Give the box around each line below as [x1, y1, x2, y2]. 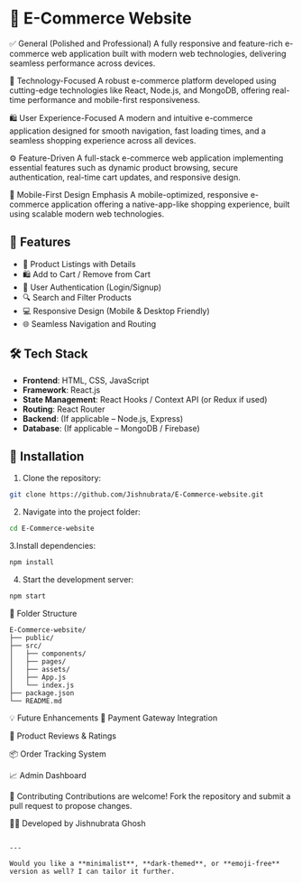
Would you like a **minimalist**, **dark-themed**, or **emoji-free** [9, 859, 280, 868]
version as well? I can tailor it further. [9, 867, 176, 876]
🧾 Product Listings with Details [22, 258, 137, 269]
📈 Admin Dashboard [9, 769, 87, 780]
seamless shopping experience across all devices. [9, 135, 197, 145]
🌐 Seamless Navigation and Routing [22, 318, 157, 329]
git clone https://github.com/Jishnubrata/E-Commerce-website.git [9, 490, 264, 499]
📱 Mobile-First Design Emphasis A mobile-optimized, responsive [9, 189, 249, 200]
